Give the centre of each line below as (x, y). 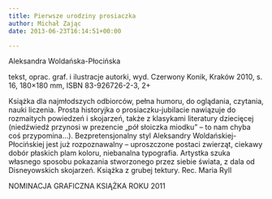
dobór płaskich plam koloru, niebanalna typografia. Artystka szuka (119, 153)
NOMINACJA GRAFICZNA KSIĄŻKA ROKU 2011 (87, 186)
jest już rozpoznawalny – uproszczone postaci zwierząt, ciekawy (154, 145)
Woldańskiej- (214, 136)
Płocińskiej (26, 145)
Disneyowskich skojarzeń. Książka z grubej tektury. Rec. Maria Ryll (120, 171)
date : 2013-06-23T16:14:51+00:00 (65, 31)
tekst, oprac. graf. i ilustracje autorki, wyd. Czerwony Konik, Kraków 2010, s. (136, 77)
